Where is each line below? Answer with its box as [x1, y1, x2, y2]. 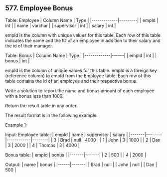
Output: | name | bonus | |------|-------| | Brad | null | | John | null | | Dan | [5, 162, 157, 168]
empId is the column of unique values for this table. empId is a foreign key [5, 67, 157, 73]
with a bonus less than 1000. [5, 93, 64, 99]
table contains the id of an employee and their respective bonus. [5, 78, 138, 84]
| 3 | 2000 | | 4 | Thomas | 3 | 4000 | [5, 142, 80, 148]
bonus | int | [5, 57, 30, 64]
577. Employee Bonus [5, 4, 73, 12]
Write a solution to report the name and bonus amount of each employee [5, 87, 155, 94]
